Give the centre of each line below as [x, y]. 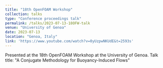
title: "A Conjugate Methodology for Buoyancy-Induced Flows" [67, 60]
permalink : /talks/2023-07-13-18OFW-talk [48, 23]
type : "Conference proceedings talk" [43, 18]
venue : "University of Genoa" [36, 28]
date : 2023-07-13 [23, 32]
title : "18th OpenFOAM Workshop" [39, 9]
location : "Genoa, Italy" [31, 37]
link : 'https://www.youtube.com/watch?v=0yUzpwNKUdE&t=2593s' [69, 41]
